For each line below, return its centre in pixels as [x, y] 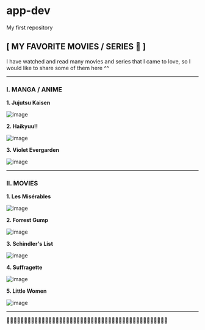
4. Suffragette [24, 267]
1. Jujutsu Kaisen [28, 103]
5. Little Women [27, 291]
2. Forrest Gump [27, 220]
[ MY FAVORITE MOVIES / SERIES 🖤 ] [76, 47]
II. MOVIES [22, 183]
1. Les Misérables [29, 196]
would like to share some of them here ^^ [58, 68]
